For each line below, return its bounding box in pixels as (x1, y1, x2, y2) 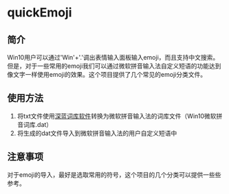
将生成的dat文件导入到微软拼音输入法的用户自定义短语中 (17, 129, 177, 137)
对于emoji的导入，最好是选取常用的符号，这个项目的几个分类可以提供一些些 (7, 170, 221, 179)
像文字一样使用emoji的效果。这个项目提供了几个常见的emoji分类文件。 (7, 71, 207, 78)
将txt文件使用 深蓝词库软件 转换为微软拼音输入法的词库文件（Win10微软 (17, 112, 217, 120)
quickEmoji (7, 5, 72, 21)
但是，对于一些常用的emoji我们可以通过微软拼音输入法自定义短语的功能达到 (7, 62, 221, 70)
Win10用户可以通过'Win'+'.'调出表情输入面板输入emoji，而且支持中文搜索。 (7, 53, 219, 61)
